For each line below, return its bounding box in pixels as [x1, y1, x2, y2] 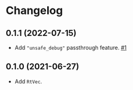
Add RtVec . [14, 77, 42, 85]
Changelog [6, 4, 63, 18]
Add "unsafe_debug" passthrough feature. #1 [14, 44, 127, 51]
